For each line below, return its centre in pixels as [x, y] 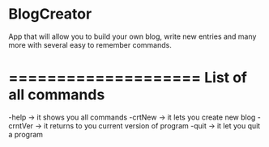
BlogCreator [50, 14]
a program [26, 134]
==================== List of [128, 78]
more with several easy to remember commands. [90, 44]
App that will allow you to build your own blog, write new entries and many [132, 36]
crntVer [21, 125]
